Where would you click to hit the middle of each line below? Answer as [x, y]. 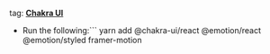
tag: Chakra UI [36, 13]
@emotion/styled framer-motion [82, 40]
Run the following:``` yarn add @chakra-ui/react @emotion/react [142, 30]
